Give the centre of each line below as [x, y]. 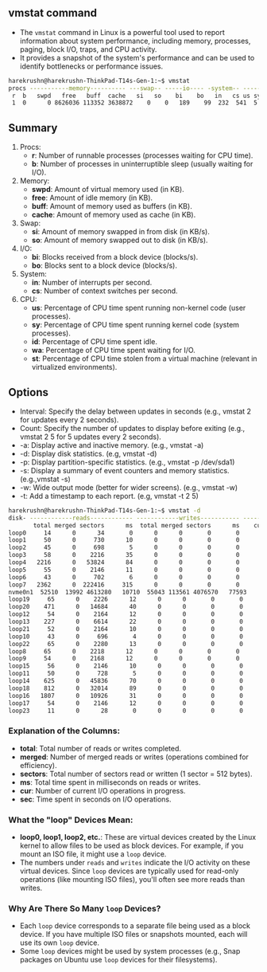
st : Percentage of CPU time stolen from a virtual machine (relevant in [144, 359]
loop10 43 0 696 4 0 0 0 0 [126, 637]
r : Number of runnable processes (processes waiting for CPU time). [142, 155]
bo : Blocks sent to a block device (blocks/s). [104, 265]
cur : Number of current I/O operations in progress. [103, 790]
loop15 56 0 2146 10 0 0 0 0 [126, 666]
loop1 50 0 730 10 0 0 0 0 [124, 540]
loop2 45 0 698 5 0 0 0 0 [124, 548]
